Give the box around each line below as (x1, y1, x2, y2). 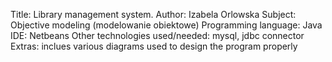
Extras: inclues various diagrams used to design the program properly (10, 40, 298, 52)
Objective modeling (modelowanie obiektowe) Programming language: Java (10, 19, 323, 31)
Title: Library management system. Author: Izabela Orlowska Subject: (10, 9, 297, 20)
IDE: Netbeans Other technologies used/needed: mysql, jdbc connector (10, 30, 305, 41)
